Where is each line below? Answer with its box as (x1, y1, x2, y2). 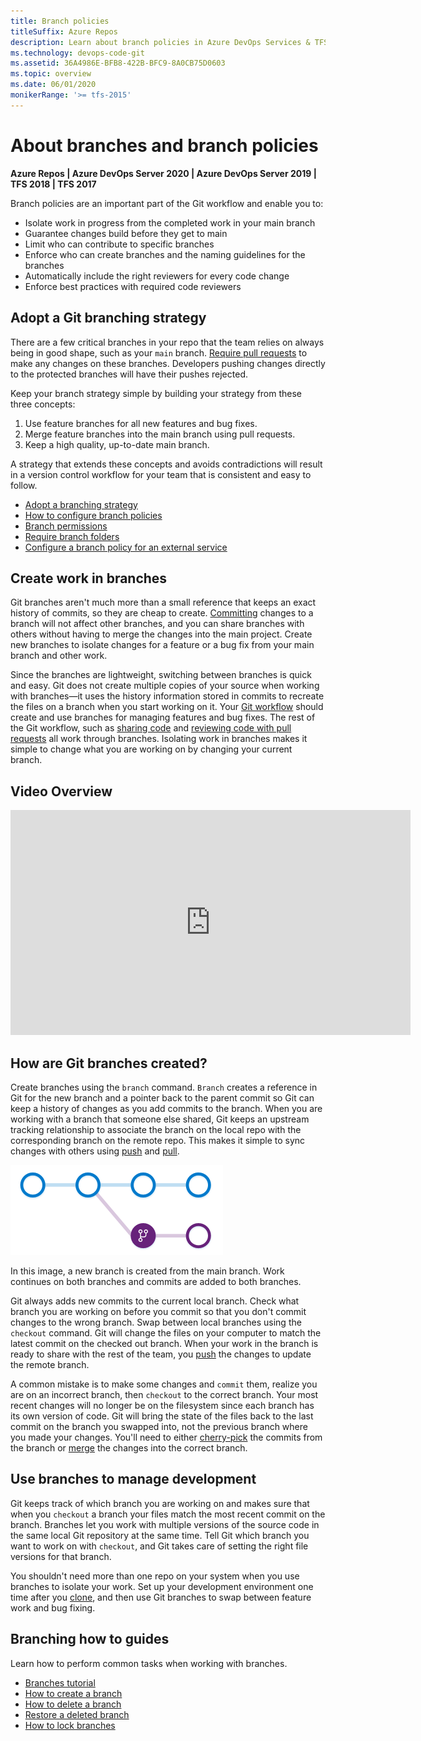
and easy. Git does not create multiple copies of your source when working (10, 680, 320, 692)
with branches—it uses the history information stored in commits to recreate (10, 690, 325, 702)
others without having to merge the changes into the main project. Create (10, 628, 313, 640)
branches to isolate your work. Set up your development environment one (10, 1580, 314, 1592)
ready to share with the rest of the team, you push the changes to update (10, 1348, 312, 1360)
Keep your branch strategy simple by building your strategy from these (10, 387, 303, 399)
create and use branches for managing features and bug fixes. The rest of (10, 711, 316, 724)
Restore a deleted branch (24, 1708, 130, 1720)
